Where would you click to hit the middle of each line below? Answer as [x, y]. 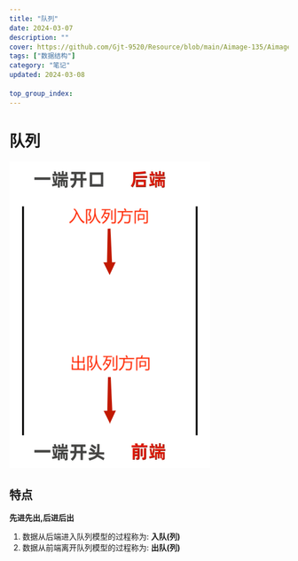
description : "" [39, 37]
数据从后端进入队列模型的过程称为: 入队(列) [101, 537]
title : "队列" [34, 19]
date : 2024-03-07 [41, 28]
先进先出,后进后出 [42, 518]
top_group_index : [41, 93]
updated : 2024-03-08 [47, 75]
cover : [21, 47]
